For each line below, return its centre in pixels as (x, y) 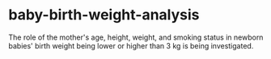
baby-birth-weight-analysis (104, 15)
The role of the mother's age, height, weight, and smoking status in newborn (136, 37)
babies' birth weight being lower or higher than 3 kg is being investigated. (131, 45)
